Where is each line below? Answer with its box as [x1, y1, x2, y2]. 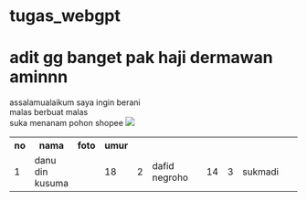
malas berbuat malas [9, 107, 89, 118]
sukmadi [241, 165, 280, 178]
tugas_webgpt [9, 5, 121, 26]
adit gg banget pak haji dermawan [9, 48, 273, 69]
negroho [152, 171, 189, 184]
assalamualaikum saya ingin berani [9, 97, 141, 108]
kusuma [34, 177, 69, 190]
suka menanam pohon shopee [9, 118, 123, 129]
